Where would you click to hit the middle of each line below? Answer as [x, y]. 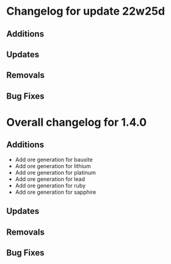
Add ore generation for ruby [50, 185]
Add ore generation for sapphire [56, 192]
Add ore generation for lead [50, 179]
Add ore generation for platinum [55, 172]
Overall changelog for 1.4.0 [77, 122]
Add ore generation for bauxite [54, 159]
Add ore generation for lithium [53, 166]
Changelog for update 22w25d [86, 11]
